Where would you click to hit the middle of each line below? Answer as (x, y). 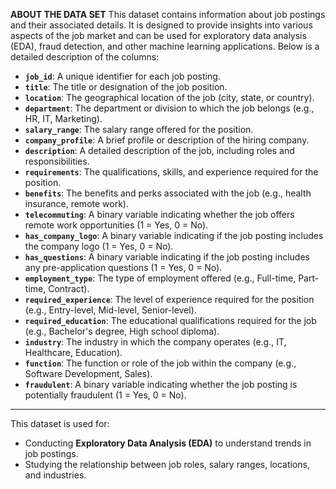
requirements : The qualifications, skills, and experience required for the (171, 172)
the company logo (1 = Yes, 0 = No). (99, 246)
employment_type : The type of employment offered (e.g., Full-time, (160, 278)
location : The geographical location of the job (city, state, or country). (169, 97)
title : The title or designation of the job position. (126, 87)
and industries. (55, 475)
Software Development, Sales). (88, 373)
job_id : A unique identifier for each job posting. (122, 76)
